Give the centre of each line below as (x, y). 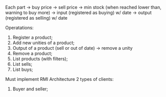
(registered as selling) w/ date (36, 18)
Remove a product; (32, 53)
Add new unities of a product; (44, 43)
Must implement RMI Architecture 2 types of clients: (59, 79)
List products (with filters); (40, 59)
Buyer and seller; (30, 89)
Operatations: (19, 28)
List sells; (22, 64)
